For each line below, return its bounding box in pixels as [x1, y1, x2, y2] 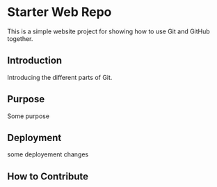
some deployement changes [7, 150, 89, 158]
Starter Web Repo [7, 4, 112, 20]
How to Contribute [7, 170, 89, 182]
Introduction [7, 55, 63, 67]
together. [7, 34, 33, 42]
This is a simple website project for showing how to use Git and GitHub [7, 27, 210, 35]
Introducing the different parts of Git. [7, 73, 113, 81]
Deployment [7, 131, 62, 143]
